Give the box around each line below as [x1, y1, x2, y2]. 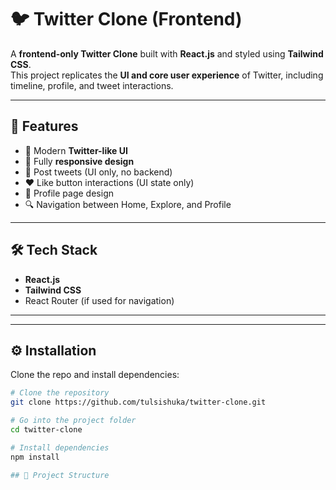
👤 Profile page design [24, 187, 114, 199]
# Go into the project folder [10, 416, 137, 426]
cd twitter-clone [10, 425, 83, 435]
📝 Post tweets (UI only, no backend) [24, 166, 173, 178]
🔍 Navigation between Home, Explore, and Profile [24, 198, 232, 210]
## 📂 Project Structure [10, 470, 110, 480]
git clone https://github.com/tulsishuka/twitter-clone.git [10, 397, 267, 408]
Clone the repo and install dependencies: [10, 369, 180, 381]
